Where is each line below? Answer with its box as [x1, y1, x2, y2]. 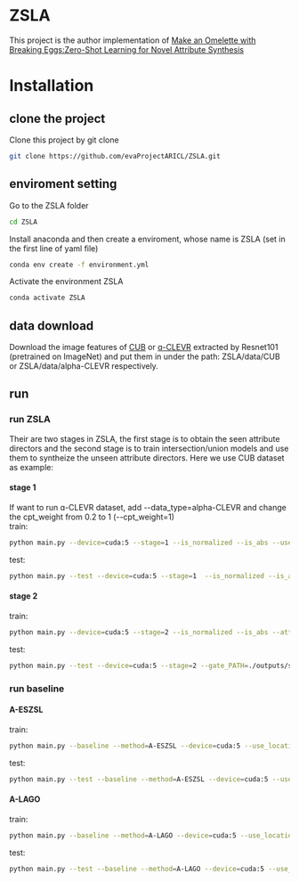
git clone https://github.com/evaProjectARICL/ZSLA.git [9, 151, 221, 160]
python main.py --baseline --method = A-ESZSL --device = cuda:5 [9, 741, 241, 750]
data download [9, 318, 94, 333]
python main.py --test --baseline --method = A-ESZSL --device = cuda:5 [9, 774, 269, 784]
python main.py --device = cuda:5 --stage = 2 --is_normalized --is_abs [9, 627, 269, 637]
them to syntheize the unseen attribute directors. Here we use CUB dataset [9, 452, 285, 463]
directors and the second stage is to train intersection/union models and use [9, 443, 289, 453]
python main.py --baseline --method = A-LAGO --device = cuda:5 [9, 830, 238, 840]
